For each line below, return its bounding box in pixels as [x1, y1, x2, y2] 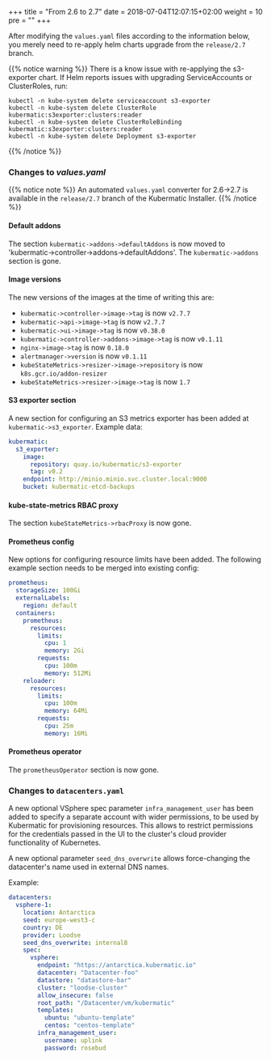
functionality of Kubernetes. [8, 837, 102, 848]
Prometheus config [8, 536, 75, 546]
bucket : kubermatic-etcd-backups [23, 483, 135, 491]
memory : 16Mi [44, 729, 89, 737]
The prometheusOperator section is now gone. [8, 765, 160, 775]
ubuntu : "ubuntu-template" [44, 1014, 135, 1022]
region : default [23, 602, 78, 610]
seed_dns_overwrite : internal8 [23, 939, 128, 947]
